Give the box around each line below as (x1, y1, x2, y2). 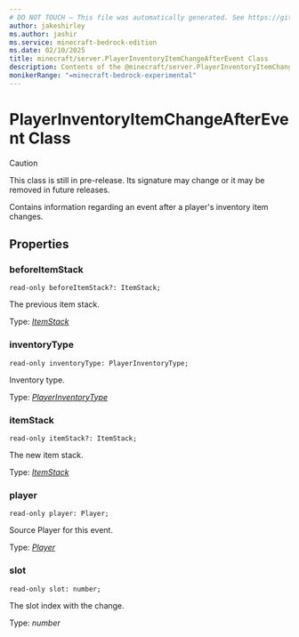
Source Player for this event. (9, 525, 114, 536)
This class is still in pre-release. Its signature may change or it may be (9, 174, 265, 185)
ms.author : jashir (9, 29, 77, 38)
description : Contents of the (9, 63, 122, 72)
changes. (9, 211, 44, 222)
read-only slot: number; (9, 585, 101, 593)
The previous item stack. (9, 299, 100, 310)
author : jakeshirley (9, 21, 86, 30)
